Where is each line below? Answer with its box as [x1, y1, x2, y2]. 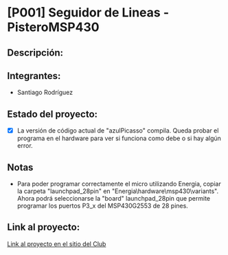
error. [16, 142, 33, 150]
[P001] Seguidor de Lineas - [7, 5, 170, 21]
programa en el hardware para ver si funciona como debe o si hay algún [16, 134, 222, 142]
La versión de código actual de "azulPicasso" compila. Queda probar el [16, 126, 219, 135]
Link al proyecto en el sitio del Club [7, 239, 106, 248]
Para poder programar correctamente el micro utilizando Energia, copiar [16, 180, 221, 188]
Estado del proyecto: [7, 108, 98, 120]
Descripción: [7, 47, 64, 58]
